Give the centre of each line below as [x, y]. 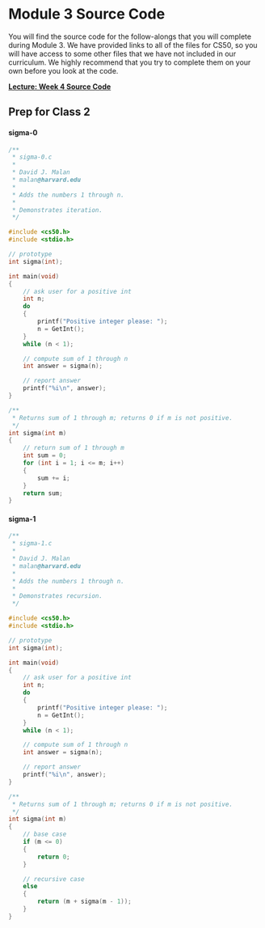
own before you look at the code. [63, 70]
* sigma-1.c [32, 544]
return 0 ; [54, 857]
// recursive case [54, 879]
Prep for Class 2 [49, 112]
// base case [45, 834]
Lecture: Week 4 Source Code [60, 87]
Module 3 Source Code [87, 14]
